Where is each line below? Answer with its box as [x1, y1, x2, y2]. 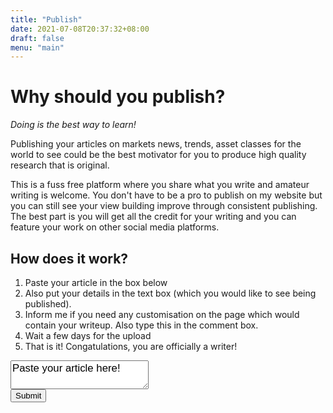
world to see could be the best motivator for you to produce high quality [10, 149, 307, 161]
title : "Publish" [10, 14, 83, 25]
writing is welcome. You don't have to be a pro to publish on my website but [10, 189, 323, 201]
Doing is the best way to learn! [10, 119, 137, 131]
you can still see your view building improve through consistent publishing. [10, 200, 318, 212]
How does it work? [10, 250, 129, 267]
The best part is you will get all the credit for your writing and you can [10, 211, 297, 223]
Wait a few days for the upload [24, 330, 152, 341]
